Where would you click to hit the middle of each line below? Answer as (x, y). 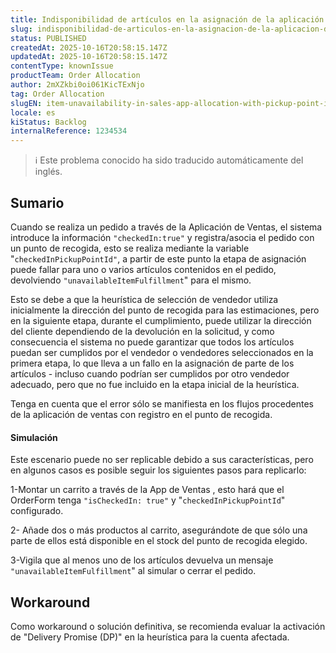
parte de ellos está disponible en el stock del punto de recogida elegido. (159, 541)
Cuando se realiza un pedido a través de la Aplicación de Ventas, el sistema (166, 227)
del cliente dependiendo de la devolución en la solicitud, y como (142, 331)
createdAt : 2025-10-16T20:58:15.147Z (89, 47)
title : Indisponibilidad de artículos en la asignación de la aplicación (167, 19)
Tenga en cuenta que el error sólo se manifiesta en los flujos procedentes (162, 403)
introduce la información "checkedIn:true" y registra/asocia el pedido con (162, 237)
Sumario (37, 202)
